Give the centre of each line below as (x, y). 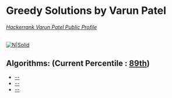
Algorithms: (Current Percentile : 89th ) (78, 63)
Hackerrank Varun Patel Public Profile (52, 27)
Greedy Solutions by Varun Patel (86, 11)
